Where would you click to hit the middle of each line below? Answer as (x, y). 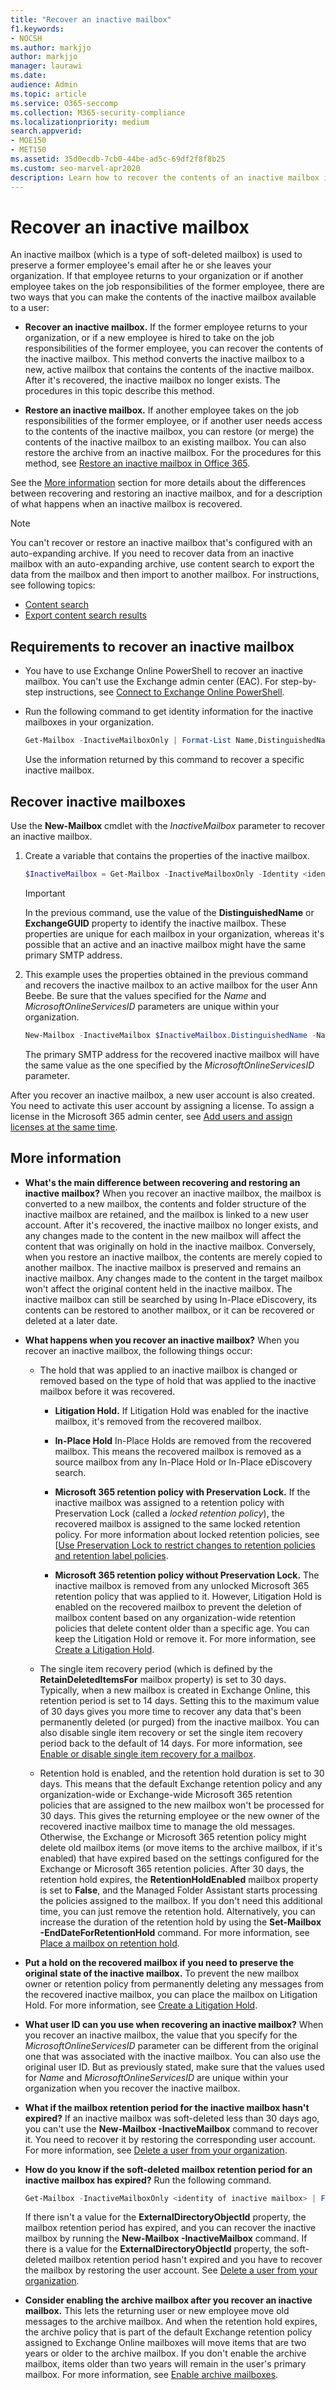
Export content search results (85, 615)
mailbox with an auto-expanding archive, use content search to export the (162, 564)
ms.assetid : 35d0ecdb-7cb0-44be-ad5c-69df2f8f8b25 (118, 159)
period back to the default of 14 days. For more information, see (171, 1743)
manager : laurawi (46, 66)
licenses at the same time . (64, 1127)
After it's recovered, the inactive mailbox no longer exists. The (152, 380)
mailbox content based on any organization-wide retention (175, 1617)
